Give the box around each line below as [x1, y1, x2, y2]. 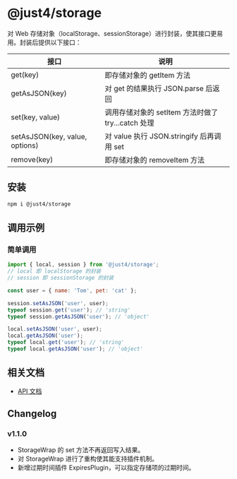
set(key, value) [11, 112, 61, 122]
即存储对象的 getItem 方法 [104, 70, 191, 80]
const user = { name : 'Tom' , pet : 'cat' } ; [7, 287, 138, 294]
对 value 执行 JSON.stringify [104, 131, 199, 141]
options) [11, 140, 39, 150]
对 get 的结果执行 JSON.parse [104, 83, 205, 93]
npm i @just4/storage [7, 200, 71, 208]
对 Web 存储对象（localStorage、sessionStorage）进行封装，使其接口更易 [7, 29, 224, 37]
